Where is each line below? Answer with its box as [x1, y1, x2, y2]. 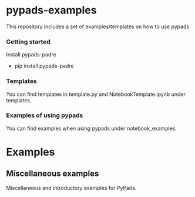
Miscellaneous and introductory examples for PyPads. [6, 184, 137, 191]
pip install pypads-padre [14, 62, 75, 69]
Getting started [6, 38, 51, 46]
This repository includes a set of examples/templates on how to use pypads [6, 23, 190, 30]
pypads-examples [6, 4, 97, 17]
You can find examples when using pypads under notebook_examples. [6, 125, 177, 132]
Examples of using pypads [6, 111, 83, 119]
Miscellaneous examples [6, 169, 99, 179]
